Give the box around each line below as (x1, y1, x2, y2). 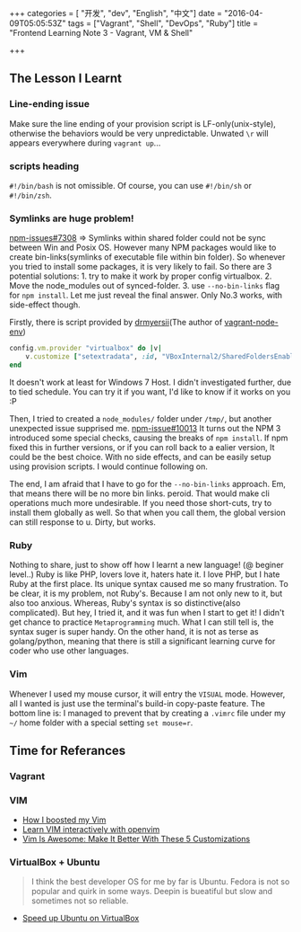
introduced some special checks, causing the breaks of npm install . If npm (9, 432, 288, 443)
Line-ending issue (9, 98, 90, 111)
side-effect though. (9, 299, 81, 310)
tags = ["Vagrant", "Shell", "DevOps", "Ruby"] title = (67, 18, 258, 29)
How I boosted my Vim (21, 814, 107, 825)
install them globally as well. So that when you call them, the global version (9, 507, 286, 518)
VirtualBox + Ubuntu (9, 857, 100, 869)
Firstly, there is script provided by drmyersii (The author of (9, 317, 223, 328)
